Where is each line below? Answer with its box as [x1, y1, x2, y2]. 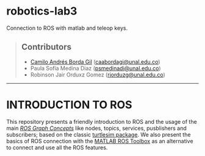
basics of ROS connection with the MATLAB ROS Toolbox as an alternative [6, 137, 193, 144]
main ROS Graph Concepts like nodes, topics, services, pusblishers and [6, 124, 187, 132]
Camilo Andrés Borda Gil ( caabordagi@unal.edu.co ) [30, 58, 160, 65]
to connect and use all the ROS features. [6, 144, 108, 151]
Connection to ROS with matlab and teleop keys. [6, 24, 128, 32]
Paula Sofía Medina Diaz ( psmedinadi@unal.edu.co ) [30, 64, 161, 72]
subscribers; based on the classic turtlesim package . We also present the [6, 131, 191, 138]
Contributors [21, 42, 72, 52]
